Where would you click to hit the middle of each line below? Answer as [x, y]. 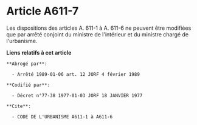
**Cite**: [19, 106]
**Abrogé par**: [27, 64]
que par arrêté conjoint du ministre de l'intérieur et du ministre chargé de [98, 34]
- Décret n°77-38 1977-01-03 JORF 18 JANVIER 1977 [77, 95]
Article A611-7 [43, 11]
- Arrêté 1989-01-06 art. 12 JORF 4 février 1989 [76, 74]
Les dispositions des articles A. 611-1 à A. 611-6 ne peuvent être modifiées [99, 28]
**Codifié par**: [28, 85]
